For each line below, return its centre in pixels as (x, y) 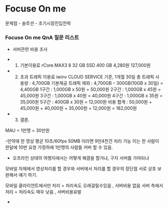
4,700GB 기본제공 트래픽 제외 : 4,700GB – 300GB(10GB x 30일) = (98, 83)
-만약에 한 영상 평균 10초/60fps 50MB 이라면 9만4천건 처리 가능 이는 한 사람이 (82, 141)
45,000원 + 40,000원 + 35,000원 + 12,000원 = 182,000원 (78, 108)
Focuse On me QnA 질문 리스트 (42, 37)
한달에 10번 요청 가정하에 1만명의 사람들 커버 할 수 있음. (59, 147)
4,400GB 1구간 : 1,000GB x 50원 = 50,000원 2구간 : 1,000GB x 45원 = (91, 89)
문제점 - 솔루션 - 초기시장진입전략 (38, 23)
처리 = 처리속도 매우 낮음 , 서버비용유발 (43, 192)
